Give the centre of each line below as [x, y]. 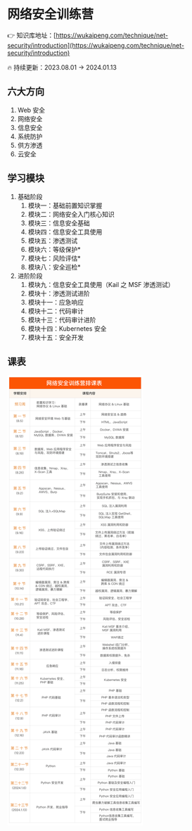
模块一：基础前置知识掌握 [65, 205]
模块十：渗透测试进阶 [59, 293]
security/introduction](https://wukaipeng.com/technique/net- [96, 45]
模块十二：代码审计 [56, 311]
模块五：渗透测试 [53, 241]
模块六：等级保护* [54, 249]
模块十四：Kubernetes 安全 [67, 329]
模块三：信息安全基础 [59, 223]
